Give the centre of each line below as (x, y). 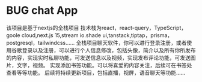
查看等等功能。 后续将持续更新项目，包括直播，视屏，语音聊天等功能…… (96, 72)
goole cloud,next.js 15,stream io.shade (54, 35)
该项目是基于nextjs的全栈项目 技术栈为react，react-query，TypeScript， (96, 28)
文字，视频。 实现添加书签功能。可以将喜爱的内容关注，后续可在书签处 (104, 65)
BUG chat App (42, 10)
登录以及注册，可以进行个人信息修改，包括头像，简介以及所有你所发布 (109, 50)
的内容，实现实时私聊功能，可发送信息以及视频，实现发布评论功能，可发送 (98, 57)
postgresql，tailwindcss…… (41, 42)
